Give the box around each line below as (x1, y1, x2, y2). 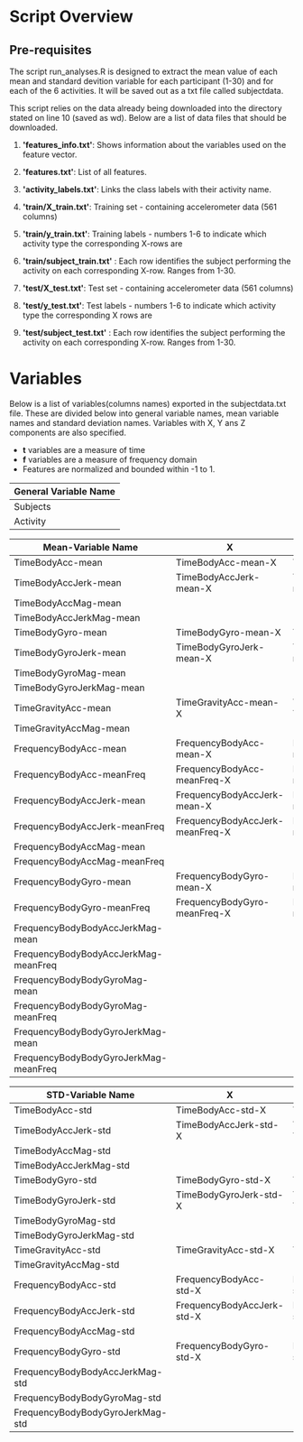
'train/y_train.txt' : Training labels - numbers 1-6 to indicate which (22, 228, 268, 239)
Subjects (14, 500, 51, 513)
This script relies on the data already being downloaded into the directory (9, 103, 282, 114)
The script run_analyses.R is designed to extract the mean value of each (9, 66, 278, 77)
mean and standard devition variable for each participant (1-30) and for (9, 76, 274, 87)
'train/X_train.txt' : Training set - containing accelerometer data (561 (22, 201, 278, 212)
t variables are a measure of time (22, 444, 146, 455)
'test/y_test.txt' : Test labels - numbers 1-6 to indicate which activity (22, 300, 277, 310)
